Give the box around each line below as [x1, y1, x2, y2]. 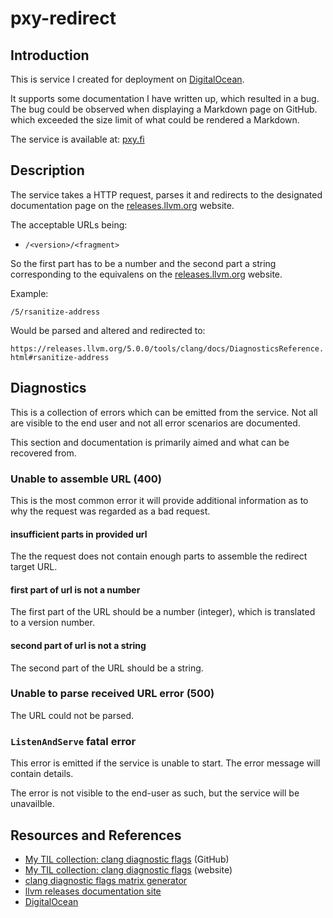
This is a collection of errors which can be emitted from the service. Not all [10, 406, 318, 418]
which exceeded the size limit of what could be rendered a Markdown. [10, 114, 300, 126]
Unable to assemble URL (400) [10, 472, 162, 486]
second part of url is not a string [10, 639, 147, 651]
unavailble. [10, 798, 55, 810]
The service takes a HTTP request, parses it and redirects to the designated [10, 188, 323, 201]
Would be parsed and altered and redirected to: [10, 324, 206, 336]
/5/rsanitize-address [10, 307, 101, 317]
